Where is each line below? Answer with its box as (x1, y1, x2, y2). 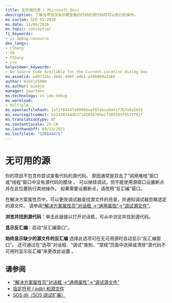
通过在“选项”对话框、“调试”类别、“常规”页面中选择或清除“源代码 (26, 242, 162, 248)
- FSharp (5, 55, 24, 60)
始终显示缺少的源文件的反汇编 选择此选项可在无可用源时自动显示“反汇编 (5, 235, 157, 242)
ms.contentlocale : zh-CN (5, 121, 58, 127)
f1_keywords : (5, 31, 33, 36)
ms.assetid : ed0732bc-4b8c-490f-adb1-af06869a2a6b (5, 74, 116, 79)
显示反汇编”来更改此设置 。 (18, 248, 76, 254)
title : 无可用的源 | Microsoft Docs (5, 7, 80, 13)
